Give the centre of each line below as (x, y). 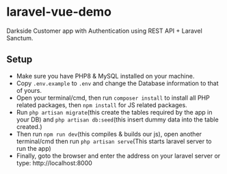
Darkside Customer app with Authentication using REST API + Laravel (104, 31)
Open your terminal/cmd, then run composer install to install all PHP (113, 98)
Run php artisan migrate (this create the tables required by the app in (114, 112)
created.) (29, 126)
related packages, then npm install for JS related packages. (102, 105)
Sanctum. (20, 38)
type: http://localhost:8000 (54, 163)
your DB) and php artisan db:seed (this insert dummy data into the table (118, 119)
